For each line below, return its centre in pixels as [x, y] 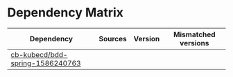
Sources [113, 38]
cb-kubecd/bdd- [39, 54]
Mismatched [195, 34]
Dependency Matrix [65, 13]
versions [195, 43]
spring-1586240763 [46, 63]
